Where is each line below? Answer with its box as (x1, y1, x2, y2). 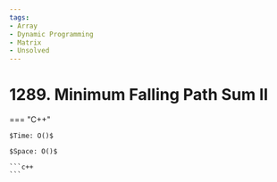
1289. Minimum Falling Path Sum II (9, 85, 269, 105)
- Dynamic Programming (9, 29, 94, 38)
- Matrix (9, 37, 42, 47)
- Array (9, 21, 38, 30)
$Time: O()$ (9, 131, 54, 141)
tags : (9, 12, 29, 22)
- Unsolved (9, 46, 50, 55)
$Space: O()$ (9, 147, 58, 156)
